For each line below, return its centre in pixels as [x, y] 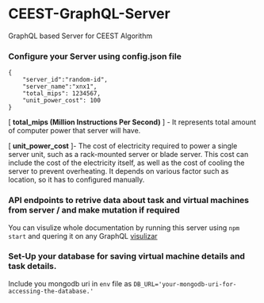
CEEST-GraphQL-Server [89, 14]
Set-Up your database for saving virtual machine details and [127, 256]
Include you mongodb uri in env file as [70, 283]
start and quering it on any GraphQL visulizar [83, 236]
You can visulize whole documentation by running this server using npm [124, 228]
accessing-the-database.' [51, 291]
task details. [33, 267]
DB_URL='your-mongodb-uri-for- [185, 284]
